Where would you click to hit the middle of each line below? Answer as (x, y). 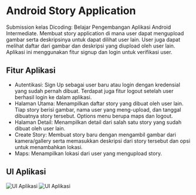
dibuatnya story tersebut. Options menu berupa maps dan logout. (94, 116)
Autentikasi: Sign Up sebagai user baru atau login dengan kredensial (97, 85)
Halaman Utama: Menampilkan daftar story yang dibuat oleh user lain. (99, 103)
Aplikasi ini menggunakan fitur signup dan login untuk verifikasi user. (89, 52)
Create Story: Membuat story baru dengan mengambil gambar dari (95, 135)
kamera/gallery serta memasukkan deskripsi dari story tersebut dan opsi (102, 141)
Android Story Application (71, 11)
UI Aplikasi (26, 172)
